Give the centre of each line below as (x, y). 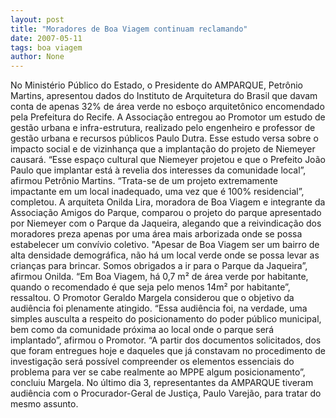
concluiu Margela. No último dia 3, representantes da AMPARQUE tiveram (162, 383)
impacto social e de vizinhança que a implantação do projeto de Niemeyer (163, 149)
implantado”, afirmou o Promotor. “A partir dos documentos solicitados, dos (166, 340)
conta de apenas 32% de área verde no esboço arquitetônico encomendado (167, 107)
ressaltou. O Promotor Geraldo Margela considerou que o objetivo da (152, 298)
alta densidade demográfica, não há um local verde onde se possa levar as (165, 255)
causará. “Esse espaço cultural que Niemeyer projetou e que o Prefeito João (168, 160)
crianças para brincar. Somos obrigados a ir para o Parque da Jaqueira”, (159, 266)
